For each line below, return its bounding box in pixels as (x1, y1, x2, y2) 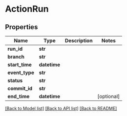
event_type (7, 69, 34, 76)
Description (64, 38, 93, 44)
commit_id (7, 85, 33, 92)
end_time (7, 93, 30, 99)
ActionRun (5, 3, 49, 15)
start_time (7, 61, 32, 68)
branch (7, 54, 25, 60)
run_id (7, 45, 23, 52)
